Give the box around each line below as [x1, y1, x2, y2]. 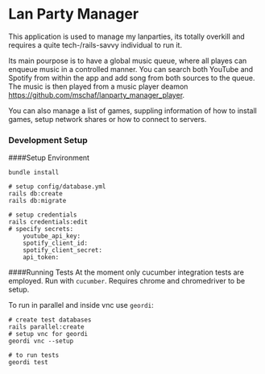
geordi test [8, 359, 48, 367]
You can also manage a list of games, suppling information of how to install [8, 106, 258, 116]
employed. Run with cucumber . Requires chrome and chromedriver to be [8, 276, 246, 286]
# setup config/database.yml [8, 183, 106, 191]
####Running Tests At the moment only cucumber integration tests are [8, 267, 244, 277]
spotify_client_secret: [23, 246, 103, 254]
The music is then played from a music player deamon [8, 82, 188, 91]
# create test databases [8, 316, 92, 324]
